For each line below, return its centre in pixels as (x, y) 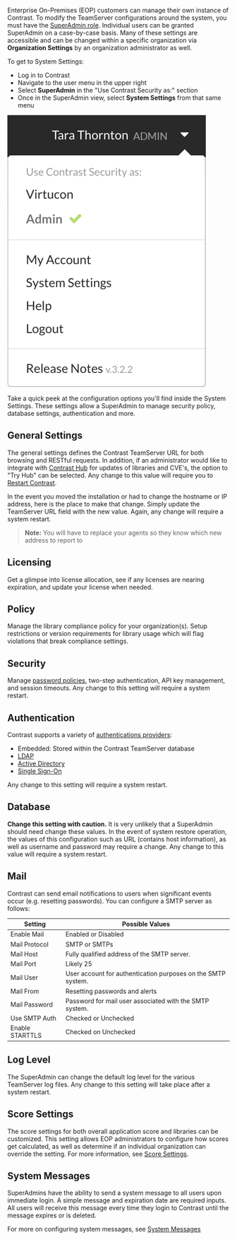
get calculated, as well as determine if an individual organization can (107, 1146)
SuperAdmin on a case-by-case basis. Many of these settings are (103, 33)
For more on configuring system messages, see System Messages (104, 1229)
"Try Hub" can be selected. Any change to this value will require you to (110, 475)
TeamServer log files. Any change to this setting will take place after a (109, 1084)
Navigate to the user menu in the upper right (82, 83)
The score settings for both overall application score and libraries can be (113, 1131)
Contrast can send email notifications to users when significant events (109, 893)
